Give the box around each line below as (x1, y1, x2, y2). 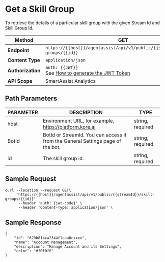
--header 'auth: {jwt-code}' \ (18, 200, 82, 205)
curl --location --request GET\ (5, 188, 71, 193)
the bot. (42, 144, 61, 151)
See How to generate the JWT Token (45, 69, 131, 76)
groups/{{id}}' (5, 196, 36, 201)
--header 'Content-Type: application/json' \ (18, 205, 113, 210)
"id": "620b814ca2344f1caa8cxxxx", (14, 235, 87, 241)
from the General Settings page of (42, 137, 121, 144)
